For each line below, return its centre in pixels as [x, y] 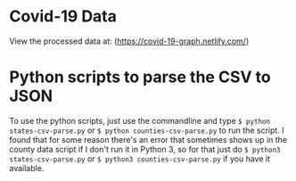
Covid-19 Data [63, 16]
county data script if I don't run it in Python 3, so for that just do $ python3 [145, 149]
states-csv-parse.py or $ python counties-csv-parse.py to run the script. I [147, 130]
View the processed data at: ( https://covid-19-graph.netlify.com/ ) [129, 41]
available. [27, 168]
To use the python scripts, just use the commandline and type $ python [140, 120]
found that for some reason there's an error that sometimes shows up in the [148, 139]
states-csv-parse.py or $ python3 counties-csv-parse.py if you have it [140, 159]
